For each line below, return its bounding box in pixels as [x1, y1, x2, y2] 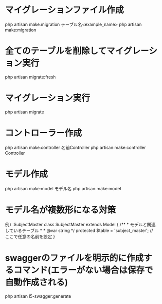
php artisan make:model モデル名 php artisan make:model [5, 185, 122, 191]
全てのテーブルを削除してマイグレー [5, 46, 149, 56]
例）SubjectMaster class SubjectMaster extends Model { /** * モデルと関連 [5, 221, 156, 227]
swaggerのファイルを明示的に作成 [5, 252, 144, 263]
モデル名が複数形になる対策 [5, 204, 116, 215]
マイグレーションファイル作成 [5, 4, 124, 16]
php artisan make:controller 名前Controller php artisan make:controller [5, 144, 146, 150]
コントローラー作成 [5, 127, 82, 139]
